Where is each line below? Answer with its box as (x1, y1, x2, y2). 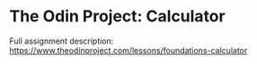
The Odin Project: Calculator (9, 6, 226, 27)
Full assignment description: (9, 36, 114, 46)
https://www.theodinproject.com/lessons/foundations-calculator (9, 44, 248, 55)
